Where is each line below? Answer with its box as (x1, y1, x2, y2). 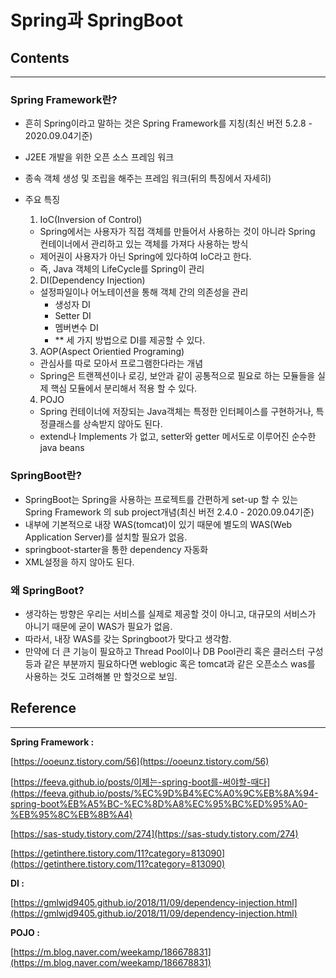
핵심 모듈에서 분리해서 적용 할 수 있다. (50, 382, 198, 395)
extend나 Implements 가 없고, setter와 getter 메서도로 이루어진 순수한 (39, 431, 317, 443)
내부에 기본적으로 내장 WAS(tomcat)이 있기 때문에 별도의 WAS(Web (24, 518, 293, 530)
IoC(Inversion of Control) (39, 214, 143, 226)
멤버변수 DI (54, 322, 99, 334)
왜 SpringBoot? (10, 583, 85, 597)
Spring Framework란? (10, 92, 118, 106)
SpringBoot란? (10, 469, 82, 483)
